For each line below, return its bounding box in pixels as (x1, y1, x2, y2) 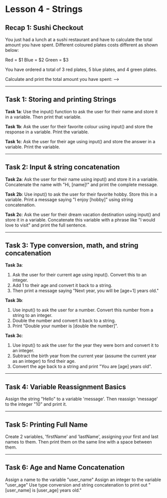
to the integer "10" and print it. (5, 401, 67, 407)
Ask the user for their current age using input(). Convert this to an (12, 272, 147, 278)
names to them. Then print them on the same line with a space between (5, 439, 153, 445)
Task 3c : (5, 333, 23, 339)
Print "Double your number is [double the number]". (12, 323, 118, 329)
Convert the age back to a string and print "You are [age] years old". (12, 363, 153, 370)
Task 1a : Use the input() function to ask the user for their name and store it (5, 108, 158, 114)
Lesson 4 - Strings (5, 3, 83, 15)
